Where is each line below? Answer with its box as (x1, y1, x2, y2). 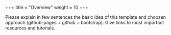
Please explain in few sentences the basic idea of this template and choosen (5, 14, 166, 20)
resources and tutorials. (5, 25, 55, 31)
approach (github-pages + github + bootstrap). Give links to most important (5, 20, 164, 25)
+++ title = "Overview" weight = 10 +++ (5, 5, 89, 10)
